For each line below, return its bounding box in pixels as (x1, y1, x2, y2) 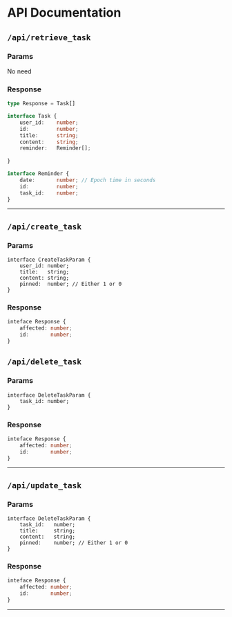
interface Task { (7, 113, 57, 120)
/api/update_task (7, 480, 81, 490)
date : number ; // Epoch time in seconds (19, 177, 156, 184)
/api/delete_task (7, 357, 81, 367)
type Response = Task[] (7, 100, 76, 107)
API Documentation (7, 5, 122, 21)
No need (7, 67, 32, 75)
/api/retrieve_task (7, 33, 91, 42)
